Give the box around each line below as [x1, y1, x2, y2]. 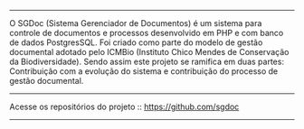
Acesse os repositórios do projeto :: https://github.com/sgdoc [9, 101, 240, 112]
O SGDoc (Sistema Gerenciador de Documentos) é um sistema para [9, 18, 262, 28]
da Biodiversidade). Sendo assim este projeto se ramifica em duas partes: [9, 56, 285, 67]
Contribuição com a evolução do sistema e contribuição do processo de [9, 66, 279, 77]
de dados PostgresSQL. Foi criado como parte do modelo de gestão [9, 37, 263, 48]
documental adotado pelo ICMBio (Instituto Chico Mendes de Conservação [9, 47, 290, 57]
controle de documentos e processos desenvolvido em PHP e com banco [9, 28, 284, 38]
